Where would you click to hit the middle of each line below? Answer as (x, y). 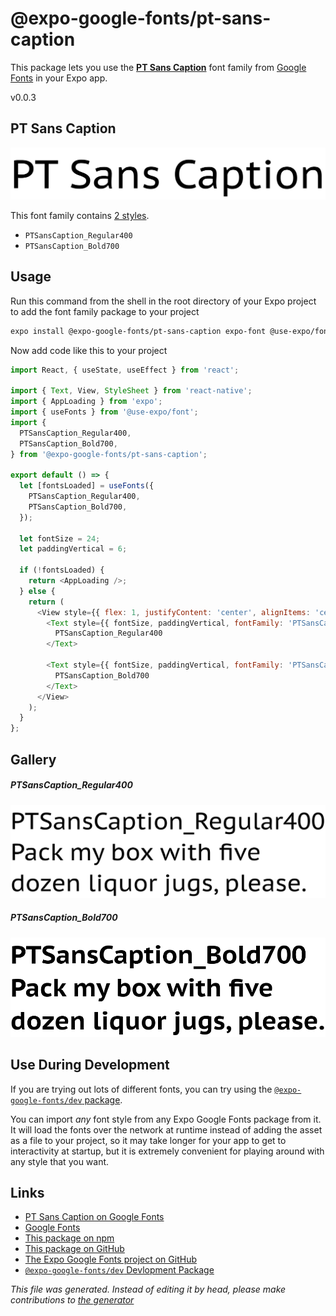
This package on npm (69, 1238)
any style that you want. (60, 1161)
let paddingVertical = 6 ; (73, 549)
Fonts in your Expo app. (59, 78)
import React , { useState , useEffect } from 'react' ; (125, 370)
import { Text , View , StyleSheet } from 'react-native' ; (131, 391)
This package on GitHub (74, 1249)
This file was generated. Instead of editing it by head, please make (148, 1289)
